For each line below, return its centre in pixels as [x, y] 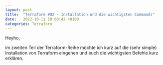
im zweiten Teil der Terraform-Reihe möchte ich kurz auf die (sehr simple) [81, 47]
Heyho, [12, 38]
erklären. [14, 58]
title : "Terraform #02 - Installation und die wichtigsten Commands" [80, 14]
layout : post [19, 10]
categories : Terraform [29, 24]
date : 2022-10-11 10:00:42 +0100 [42, 19]
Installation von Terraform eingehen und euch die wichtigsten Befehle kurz [82, 53]
